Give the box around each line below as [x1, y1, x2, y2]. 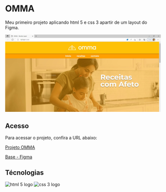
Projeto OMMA [5, 144, 36, 150]
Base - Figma [5, 154, 33, 160]
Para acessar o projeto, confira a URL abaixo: [5, 135, 97, 141]
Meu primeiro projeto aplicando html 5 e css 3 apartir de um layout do [5, 19, 147, 25]
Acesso [5, 122, 29, 130]
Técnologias [5, 168, 44, 177]
